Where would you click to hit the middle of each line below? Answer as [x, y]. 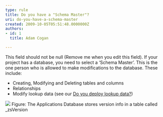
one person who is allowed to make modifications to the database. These [81, 68]
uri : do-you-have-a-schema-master [42, 19]
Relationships [27, 88]
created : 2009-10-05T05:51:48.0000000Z [47, 24]
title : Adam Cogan [29, 38]
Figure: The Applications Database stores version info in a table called [85, 104]
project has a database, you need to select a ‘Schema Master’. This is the [81, 62]
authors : [14, 29]
